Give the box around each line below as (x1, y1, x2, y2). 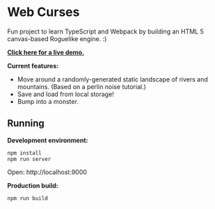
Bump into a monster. (17, 97, 79, 105)
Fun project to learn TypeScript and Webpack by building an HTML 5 (7, 27, 204, 36)
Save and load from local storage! (17, 90, 115, 98)
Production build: (7, 181, 58, 189)
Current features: (7, 61, 59, 70)
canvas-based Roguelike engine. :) (7, 34, 107, 42)
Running (7, 118, 45, 130)
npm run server (7, 155, 51, 162)
